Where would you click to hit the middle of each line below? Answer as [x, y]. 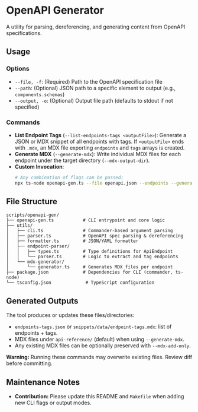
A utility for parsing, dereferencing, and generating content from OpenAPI [96, 27]
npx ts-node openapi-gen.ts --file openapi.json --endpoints [92, 183]
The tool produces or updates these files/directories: [70, 315]
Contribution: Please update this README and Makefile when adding [99, 397]
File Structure [32, 202]
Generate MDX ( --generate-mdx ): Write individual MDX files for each [98, 154]
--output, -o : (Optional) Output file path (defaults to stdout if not [94, 100]
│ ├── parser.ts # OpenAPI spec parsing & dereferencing [95, 236]
